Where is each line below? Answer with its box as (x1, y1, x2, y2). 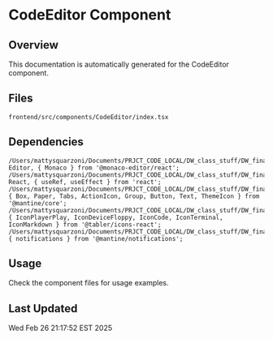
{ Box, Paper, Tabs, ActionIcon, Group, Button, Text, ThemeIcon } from (8, 192, 260, 200)
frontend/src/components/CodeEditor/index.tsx (8, 113, 169, 121)
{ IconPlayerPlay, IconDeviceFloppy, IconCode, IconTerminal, (8, 213, 223, 221)
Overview (8, 38, 59, 52)
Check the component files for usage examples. (8, 278, 169, 288)
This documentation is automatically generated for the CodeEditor (8, 59, 230, 69)
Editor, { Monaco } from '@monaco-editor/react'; (8, 164, 180, 172)
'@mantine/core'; (8, 199, 67, 208)
